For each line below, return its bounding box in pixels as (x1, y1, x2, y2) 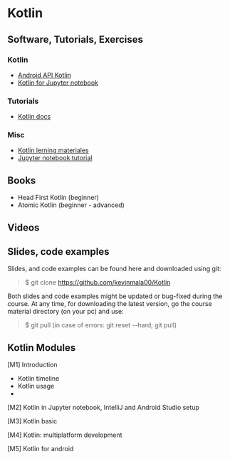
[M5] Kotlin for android (7, 445, 74, 453)
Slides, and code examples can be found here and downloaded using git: (7, 265, 221, 273)
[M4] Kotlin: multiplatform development (7, 431, 122, 439)
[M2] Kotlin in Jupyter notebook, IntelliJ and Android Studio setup (7, 403, 199, 412)
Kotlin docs (17, 112, 51, 121)
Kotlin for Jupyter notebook (17, 78, 98, 87)
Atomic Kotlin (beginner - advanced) (17, 201, 125, 209)
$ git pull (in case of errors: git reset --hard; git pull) (24, 321, 177, 329)
